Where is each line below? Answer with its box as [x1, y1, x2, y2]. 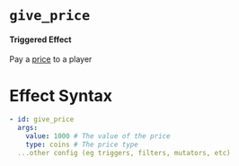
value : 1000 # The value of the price [25, 132, 171, 141]
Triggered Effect [9, 34, 72, 45]
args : [17, 124, 39, 133]
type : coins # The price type [25, 140, 139, 149]
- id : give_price [9, 115, 75, 124]
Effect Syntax [9, 85, 113, 106]
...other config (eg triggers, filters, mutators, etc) [17, 148, 231, 157]
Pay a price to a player [9, 54, 93, 65]
